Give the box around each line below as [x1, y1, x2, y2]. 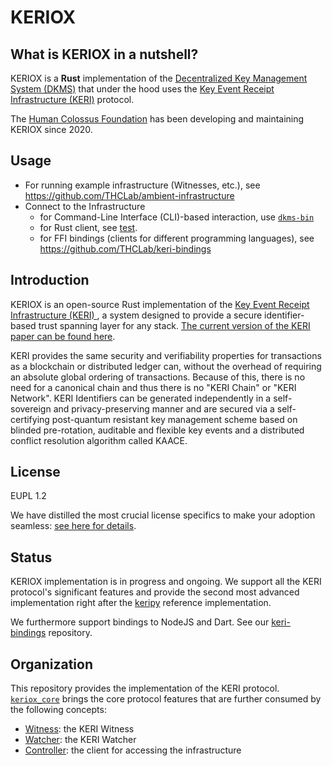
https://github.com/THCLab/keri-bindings [39, 242, 212, 255]
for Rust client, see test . [39, 221, 138, 233]
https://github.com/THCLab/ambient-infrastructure [24, 189, 235, 201]
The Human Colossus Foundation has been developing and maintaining [10, 113, 305, 125]
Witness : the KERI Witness [24, 723, 135, 735]
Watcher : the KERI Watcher [24, 734, 137, 746]
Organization [10, 656, 93, 673]
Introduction [10, 272, 90, 289]
